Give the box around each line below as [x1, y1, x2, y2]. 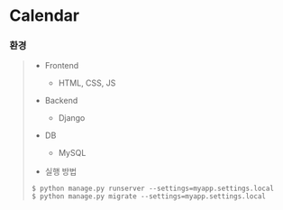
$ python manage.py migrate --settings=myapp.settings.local [31, 192, 267, 201]
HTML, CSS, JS [58, 78, 116, 88]
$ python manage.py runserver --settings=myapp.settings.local [31, 184, 275, 194]
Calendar [9, 5, 79, 26]
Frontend [44, 60, 79, 71]
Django [58, 113, 86, 123]
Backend [44, 96, 78, 106]
